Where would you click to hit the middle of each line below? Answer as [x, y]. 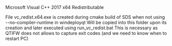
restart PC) [17, 38]
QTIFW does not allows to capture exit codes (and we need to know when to [86, 33]
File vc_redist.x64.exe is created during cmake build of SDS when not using [85, 17]
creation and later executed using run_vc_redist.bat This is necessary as [82, 28]
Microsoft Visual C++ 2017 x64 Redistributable [55, 7]
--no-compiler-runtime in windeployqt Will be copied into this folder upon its [86, 22]
